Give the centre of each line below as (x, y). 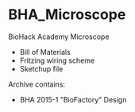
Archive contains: (37, 84)
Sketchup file (41, 68)
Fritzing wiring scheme (57, 60)
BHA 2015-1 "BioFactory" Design (73, 99)
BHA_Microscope (67, 15)
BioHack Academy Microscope (59, 37)
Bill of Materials (45, 52)
